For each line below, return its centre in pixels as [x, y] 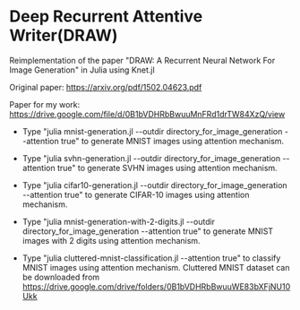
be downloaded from [61, 277]
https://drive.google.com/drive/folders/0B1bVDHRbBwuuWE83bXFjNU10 [156, 286]
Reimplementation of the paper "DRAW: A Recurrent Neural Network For [142, 60]
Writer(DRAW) [64, 35]
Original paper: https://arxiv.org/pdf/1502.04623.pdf [106, 87]
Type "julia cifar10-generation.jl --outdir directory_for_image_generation [155, 185]
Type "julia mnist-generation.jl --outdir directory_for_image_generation [152, 131]
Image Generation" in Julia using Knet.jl [82, 70]
